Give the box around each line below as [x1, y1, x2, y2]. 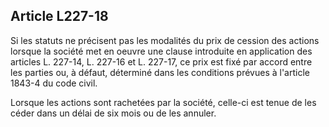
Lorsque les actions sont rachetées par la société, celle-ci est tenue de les [10, 96, 317, 108]
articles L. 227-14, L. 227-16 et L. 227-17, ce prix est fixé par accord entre [10, 55, 313, 68]
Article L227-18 [10, 8, 109, 25]
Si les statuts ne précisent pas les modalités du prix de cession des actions [10, 34, 320, 46]
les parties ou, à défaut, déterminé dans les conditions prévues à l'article [10, 66, 310, 78]
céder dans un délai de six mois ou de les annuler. [10, 107, 217, 119]
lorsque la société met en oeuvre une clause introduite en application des [10, 45, 313, 57]
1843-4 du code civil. [10, 77, 98, 89]
